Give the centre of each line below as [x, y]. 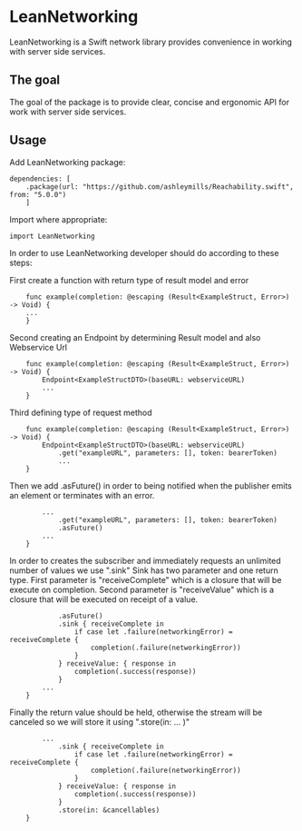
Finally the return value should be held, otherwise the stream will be [136, 712]
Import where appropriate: [58, 219]
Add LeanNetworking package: [68, 162]
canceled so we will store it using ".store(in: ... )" [100, 722]
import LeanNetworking [52, 236]
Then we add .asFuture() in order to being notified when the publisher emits [151, 485]
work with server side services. [68, 112]
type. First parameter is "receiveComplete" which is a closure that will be [146, 579]
